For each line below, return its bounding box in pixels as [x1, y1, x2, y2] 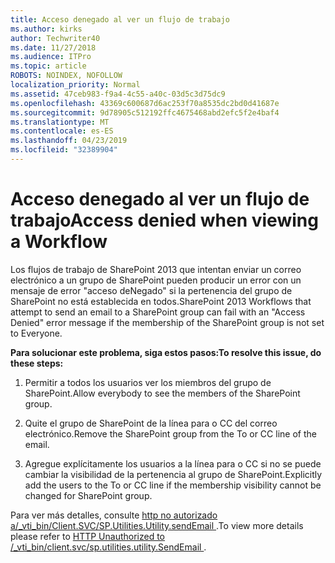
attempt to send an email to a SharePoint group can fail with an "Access [10, 306, 306, 318]
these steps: [10, 357, 64, 369]
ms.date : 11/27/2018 [10, 42, 97, 53]
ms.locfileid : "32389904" [10, 145, 118, 155]
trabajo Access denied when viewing [10, 209, 319, 232]
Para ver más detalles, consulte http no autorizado [10, 509, 218, 521]
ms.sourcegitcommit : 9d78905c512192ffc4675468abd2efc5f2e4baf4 [10, 107, 280, 118]
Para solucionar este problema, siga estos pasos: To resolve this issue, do [10, 346, 322, 358]
